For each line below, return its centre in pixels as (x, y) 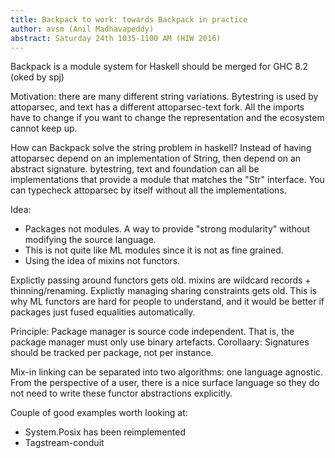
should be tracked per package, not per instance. (112, 353)
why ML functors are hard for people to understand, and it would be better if (167, 302)
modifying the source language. (90, 240)
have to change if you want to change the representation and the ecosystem (167, 118)
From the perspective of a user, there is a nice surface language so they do (165, 383)
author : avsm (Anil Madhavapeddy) (82, 29)
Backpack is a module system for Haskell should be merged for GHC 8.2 (159, 67)
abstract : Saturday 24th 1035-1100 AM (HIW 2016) (116, 38)
